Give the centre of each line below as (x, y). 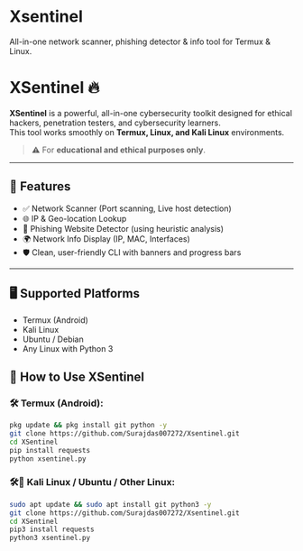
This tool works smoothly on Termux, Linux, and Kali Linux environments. (147, 132)
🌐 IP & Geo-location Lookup (74, 218)
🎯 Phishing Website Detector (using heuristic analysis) (123, 228)
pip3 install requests (52, 529)
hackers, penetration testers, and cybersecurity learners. (115, 123)
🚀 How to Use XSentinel (77, 377)
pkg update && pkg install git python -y (88, 426)
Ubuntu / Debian (53, 339)
